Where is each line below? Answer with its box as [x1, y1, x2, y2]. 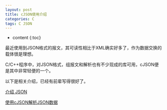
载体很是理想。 [5, 51, 36, 57]
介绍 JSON [5, 89, 27, 95]
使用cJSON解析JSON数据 [5, 100, 58, 106]
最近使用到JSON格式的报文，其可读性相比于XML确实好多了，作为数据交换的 [5, 45, 162, 51]
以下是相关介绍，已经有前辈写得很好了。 [5, 78, 88, 84]
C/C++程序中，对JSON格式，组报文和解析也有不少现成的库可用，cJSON [5, 61, 155, 67]
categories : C [5, 16, 35, 21]
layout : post [5, 7, 32, 12]
